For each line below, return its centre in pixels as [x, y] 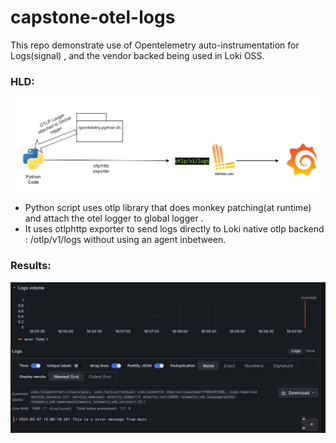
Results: [31, 266]
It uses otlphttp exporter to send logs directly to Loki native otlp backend [174, 229]
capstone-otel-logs [93, 17]
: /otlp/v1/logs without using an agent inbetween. [125, 240]
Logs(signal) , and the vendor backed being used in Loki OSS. [137, 55]
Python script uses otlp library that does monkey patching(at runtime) [168, 208]
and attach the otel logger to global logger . [114, 218]
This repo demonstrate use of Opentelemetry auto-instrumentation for [155, 45]
